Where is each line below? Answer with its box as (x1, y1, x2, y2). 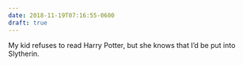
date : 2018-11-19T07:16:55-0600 (8, 11, 115, 20)
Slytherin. (8, 49, 40, 58)
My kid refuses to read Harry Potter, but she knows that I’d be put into (8, 40, 236, 49)
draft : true (8, 19, 47, 27)
